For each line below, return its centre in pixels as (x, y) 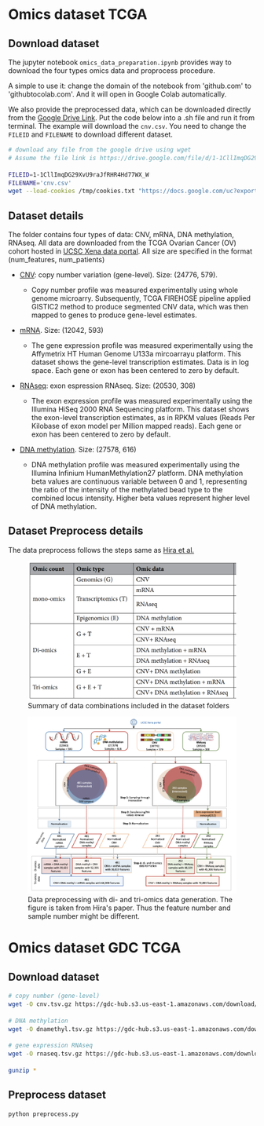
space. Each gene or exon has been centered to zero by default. (135, 371)
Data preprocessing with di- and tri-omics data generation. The (130, 900)
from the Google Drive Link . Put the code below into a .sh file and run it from (132, 118)
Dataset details (46, 216)
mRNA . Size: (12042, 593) (61, 331)
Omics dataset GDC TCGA (95, 948)
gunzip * (22, 1070)
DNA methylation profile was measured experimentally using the (135, 465)
